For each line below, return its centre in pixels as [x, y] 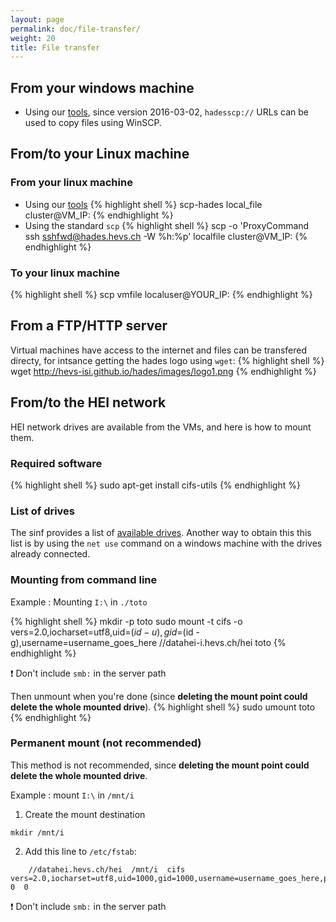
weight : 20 [33, 38]
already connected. [50, 554]
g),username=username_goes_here [84, 642]
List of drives [43, 511]
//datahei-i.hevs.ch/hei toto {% [223, 642]
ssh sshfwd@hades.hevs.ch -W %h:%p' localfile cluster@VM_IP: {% [166, 236]
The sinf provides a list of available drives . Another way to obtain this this [161, 533]
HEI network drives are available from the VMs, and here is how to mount [161, 427]
